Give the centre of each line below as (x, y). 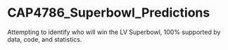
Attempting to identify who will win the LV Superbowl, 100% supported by (114, 32)
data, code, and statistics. (45, 39)
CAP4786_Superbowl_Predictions (109, 13)
